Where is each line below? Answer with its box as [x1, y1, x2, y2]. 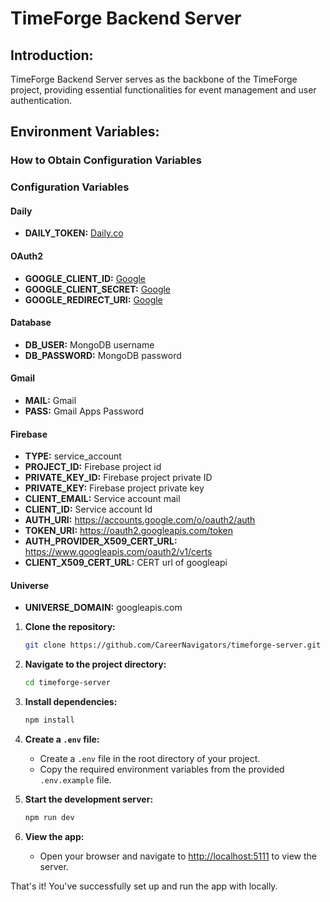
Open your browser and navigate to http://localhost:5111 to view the [39, 850, 317, 862]
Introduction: [10, 47, 94, 64]
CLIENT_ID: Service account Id [24, 503, 153, 516]
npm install [24, 715, 75, 726]
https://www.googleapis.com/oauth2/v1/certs [24, 546, 213, 558]
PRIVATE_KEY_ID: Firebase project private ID [24, 472, 213, 484]
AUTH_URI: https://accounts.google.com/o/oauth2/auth [24, 514, 256, 526]
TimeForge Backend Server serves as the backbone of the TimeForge [10, 73, 298, 85]
